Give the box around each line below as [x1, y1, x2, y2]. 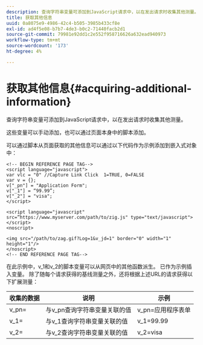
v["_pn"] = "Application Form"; [6, 183, 88, 189]
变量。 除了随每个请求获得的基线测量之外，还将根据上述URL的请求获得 [11, 270, 188, 278]
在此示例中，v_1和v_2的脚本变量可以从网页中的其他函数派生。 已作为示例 [6, 263, 187, 270]
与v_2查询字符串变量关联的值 [45, 328, 128, 337]
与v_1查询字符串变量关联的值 [45, 317, 128, 325]
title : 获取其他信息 [6, 15, 53, 21]
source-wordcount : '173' [6, 43, 69, 49]
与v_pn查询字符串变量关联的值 [45, 306, 132, 314]
